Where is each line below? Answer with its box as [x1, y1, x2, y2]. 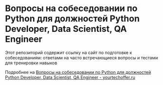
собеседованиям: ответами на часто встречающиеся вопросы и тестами [5, 55, 158, 60]
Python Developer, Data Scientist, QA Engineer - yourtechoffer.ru [5, 74, 135, 80]
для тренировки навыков [5, 60, 57, 66]
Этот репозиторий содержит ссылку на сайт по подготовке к [5, 49, 132, 56]
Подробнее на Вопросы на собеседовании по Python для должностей [5, 69, 151, 75]
